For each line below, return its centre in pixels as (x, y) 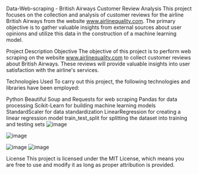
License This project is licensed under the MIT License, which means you (95, 158)
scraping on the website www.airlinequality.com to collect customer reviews (99, 58)
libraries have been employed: (43, 88)
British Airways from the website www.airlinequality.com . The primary (91, 21)
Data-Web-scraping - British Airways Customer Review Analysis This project (99, 9)
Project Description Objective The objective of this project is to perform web (99, 51)
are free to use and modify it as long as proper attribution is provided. (90, 165)
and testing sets (26, 124)
